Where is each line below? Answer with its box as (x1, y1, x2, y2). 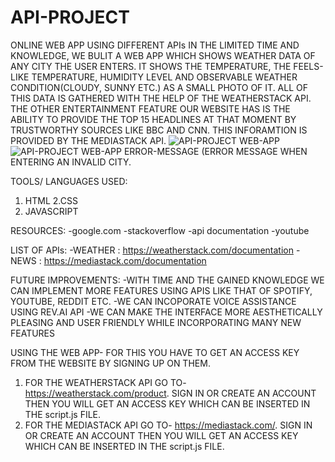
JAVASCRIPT (24, 205, 79, 217)
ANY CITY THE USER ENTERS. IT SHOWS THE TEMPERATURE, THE (10, 60, 292, 72)
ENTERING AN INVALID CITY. (10, 156, 132, 168)
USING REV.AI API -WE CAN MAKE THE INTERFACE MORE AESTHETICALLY (10, 306, 323, 318)
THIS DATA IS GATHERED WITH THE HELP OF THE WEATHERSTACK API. (10, 92, 312, 104)
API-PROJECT (10, 6, 130, 29)
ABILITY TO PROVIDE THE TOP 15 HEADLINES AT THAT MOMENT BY (10, 113, 297, 125)
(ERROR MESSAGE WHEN (201, 145, 308, 157)
